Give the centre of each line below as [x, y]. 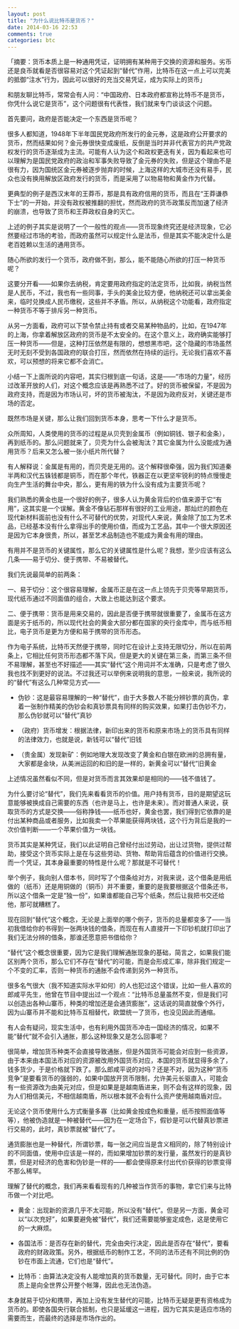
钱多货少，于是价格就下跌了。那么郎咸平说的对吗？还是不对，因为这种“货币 [118, 1069]
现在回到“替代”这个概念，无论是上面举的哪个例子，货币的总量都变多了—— [116, 920]
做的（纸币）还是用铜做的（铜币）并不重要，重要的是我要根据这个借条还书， [119, 887]
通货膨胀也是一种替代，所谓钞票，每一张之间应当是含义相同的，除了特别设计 [119, 1144]
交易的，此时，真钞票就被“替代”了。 [66, 1129]
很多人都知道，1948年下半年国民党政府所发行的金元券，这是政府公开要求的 [117, 134]
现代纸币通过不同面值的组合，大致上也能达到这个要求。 [88, 599]
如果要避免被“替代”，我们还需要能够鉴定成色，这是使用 [142, 1219]
